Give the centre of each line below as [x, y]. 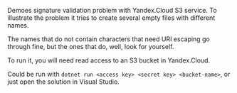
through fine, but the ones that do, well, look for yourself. [91, 46]
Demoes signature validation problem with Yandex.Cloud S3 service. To [112, 10]
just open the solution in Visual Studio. [63, 82]
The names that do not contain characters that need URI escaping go [109, 39]
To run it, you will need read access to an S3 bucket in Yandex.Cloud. [109, 60]
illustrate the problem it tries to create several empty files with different [111, 18]
